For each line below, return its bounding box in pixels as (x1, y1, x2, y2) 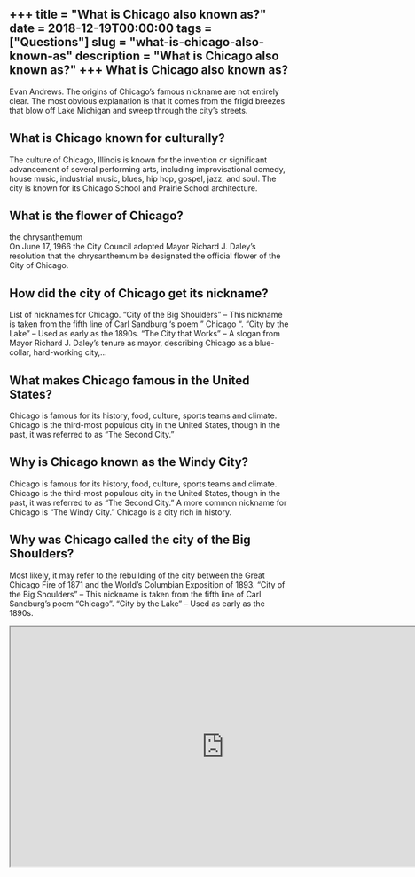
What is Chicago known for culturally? (9, 130, 226, 146)
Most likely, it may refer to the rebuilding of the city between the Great (9, 570, 266, 581)
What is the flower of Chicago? (9, 209, 184, 224)
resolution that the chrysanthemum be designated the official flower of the (9, 250, 281, 261)
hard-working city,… (33, 347, 108, 358)
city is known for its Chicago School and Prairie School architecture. (9, 182, 258, 194)
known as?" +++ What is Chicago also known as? (9, 62, 289, 78)
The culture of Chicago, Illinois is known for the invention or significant (9, 154, 268, 165)
